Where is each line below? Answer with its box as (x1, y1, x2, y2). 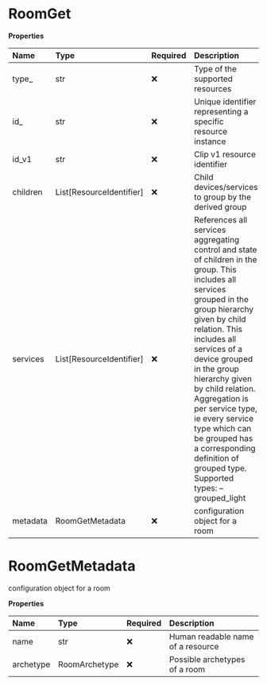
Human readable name (168, 631, 254, 642)
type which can (194, 423, 252, 434)
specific (194, 116, 224, 127)
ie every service (194, 412, 254, 424)
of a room (168, 664, 206, 675)
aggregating (194, 234, 240, 245)
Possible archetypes (168, 653, 246, 664)
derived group (194, 201, 247, 212)
